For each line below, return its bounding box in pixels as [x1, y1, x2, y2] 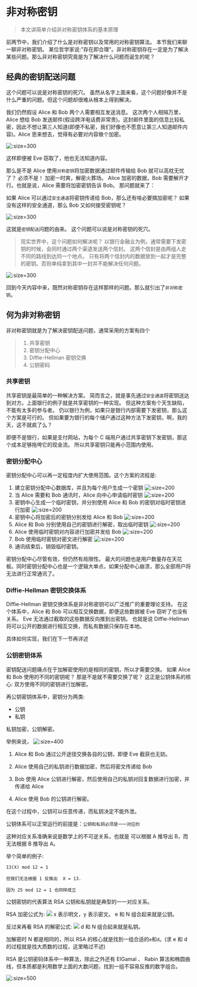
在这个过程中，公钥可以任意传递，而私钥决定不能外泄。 [6, 808, 140, 815]
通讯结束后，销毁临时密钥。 [14, 543, 82, 550]
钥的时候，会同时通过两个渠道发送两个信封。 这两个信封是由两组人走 [20, 245, 186, 252]
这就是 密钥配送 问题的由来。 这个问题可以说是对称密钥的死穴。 [6, 225, 154, 232]
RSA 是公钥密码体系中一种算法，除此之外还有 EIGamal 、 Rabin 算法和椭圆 [6, 955, 186, 962]
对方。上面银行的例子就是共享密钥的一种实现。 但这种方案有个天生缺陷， [11, 399, 188, 406]
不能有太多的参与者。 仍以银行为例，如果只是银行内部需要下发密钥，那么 [6, 406, 182, 413]
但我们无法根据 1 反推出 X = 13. [6, 875, 81, 882]
